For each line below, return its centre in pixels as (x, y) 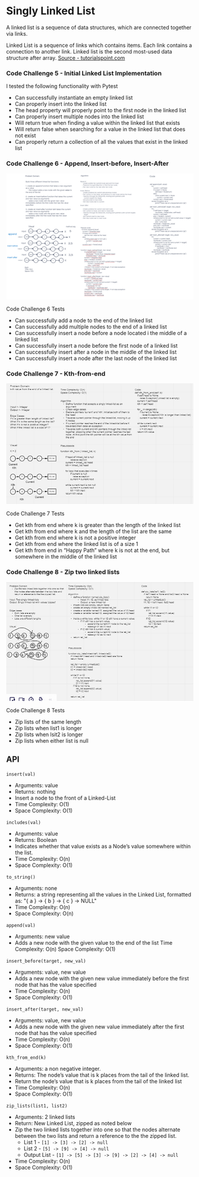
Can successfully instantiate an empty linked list (74, 98)
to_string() (21, 877)
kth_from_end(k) (26, 1058)
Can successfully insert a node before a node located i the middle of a (101, 333)
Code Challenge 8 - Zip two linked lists (63, 572)
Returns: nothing (35, 791)
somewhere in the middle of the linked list (66, 557)
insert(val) (21, 774)
